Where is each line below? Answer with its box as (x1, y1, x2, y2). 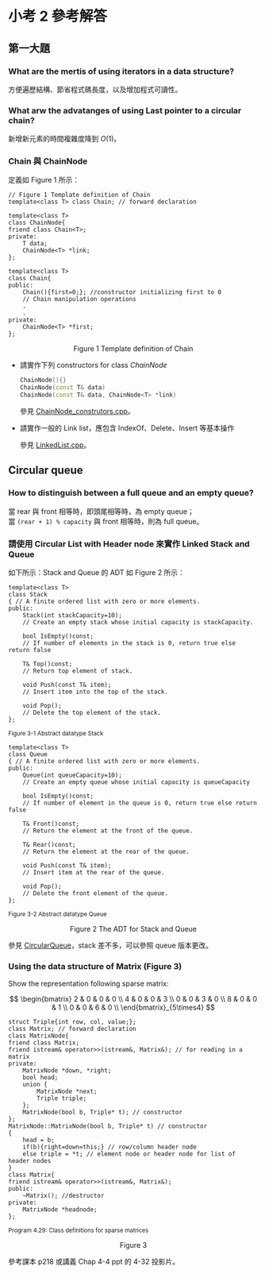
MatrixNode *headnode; (22, 1206, 98, 1214)
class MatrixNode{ (8, 1032, 69, 1040)
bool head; (22, 1074, 59, 1082)
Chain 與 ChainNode (8, 156, 88, 167)
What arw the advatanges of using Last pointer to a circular (8, 105, 242, 116)
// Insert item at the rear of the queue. (22, 869, 165, 877)
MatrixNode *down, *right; (22, 1067, 112, 1075)
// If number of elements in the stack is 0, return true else (22, 639, 236, 647)
